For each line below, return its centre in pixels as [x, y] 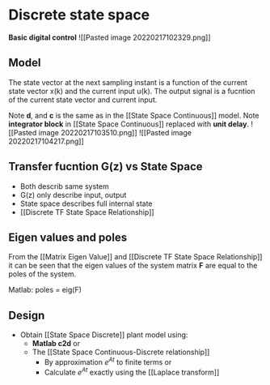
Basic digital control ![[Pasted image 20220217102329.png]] [110, 37]
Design [27, 315]
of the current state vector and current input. [83, 100]
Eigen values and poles [68, 237]
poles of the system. [42, 274]
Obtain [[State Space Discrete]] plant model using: [104, 335]
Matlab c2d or [56, 344]
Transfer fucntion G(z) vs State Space [106, 167]
